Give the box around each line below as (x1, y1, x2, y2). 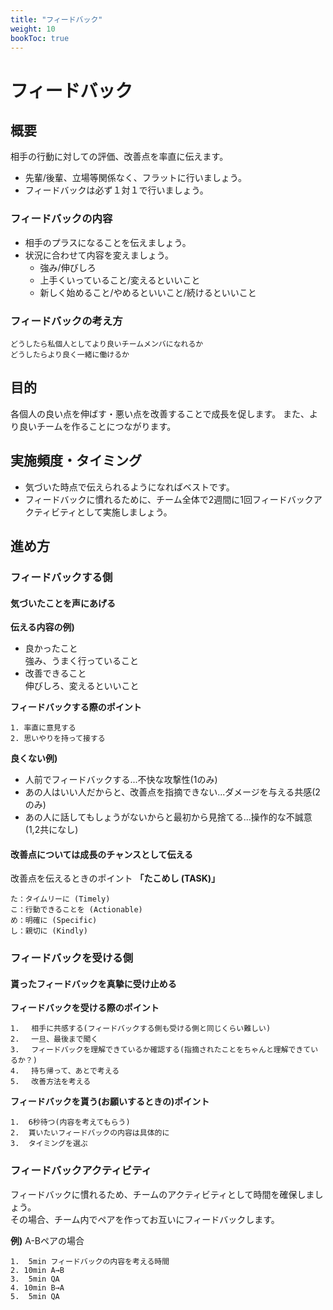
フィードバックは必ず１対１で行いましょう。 (24, 184, 209, 196)
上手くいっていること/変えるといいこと (39, 274, 201, 286)
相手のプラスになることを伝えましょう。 (24, 236, 192, 248)
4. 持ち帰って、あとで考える (10, 1066, 120, 1076)
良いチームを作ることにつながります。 (18, 420, 177, 432)
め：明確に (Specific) (10, 916, 98, 926)
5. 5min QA (10, 1291, 60, 1301)
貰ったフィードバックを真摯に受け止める (10, 977, 177, 990)
